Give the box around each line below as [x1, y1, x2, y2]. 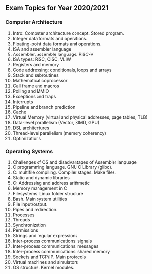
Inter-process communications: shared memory [12, 248, 110, 254]
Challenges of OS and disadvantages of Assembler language [12, 159, 137, 165]
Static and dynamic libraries [12, 174, 70, 180]
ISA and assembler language [12, 46, 72, 52]
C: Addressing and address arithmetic [12, 180, 90, 186]
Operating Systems [5, 148, 53, 155]
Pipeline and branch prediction [12, 104, 76, 110]
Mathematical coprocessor [12, 77, 68, 83]
